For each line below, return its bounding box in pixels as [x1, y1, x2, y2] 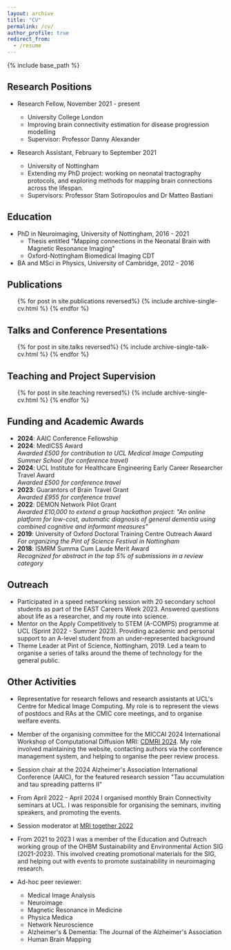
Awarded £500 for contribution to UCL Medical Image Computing [17, 448, 203, 457]
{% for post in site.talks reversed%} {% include [17, 343, 152, 351]
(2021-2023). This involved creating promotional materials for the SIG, [17, 849, 217, 857]
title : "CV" [7, 17, 41, 23]
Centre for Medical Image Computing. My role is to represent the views [17, 702, 219, 710]
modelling [27, 127, 57, 135]
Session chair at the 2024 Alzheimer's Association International [17, 765, 198, 774]
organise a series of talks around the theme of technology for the [17, 649, 203, 657]
